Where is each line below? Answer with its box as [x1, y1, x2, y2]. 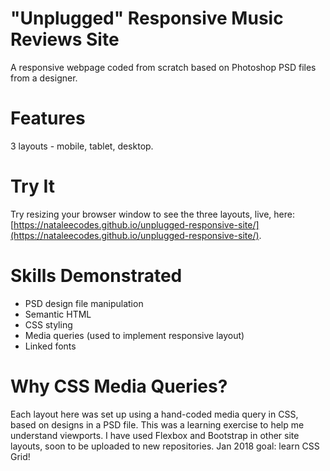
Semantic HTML [24, 308, 92, 320]
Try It [10, 175, 55, 198]
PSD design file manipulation [24, 297, 144, 309]
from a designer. [10, 72, 78, 84]
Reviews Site [10, 28, 120, 51]
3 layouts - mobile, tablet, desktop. [10, 140, 154, 152]
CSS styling [24, 318, 73, 331]
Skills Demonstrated [10, 265, 183, 287]
